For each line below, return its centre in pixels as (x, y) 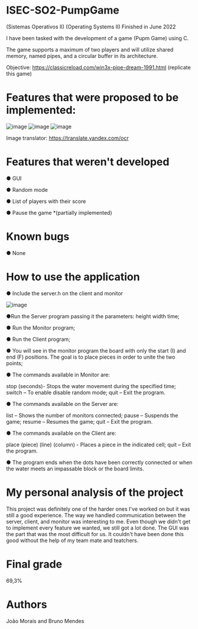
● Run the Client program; (38, 339)
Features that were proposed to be (92, 98)
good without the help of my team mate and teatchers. (72, 540)
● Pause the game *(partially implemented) (59, 212)
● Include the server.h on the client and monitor (64, 293)
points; (14, 363)
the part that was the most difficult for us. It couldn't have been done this (95, 534)
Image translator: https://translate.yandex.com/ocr (67, 138)
